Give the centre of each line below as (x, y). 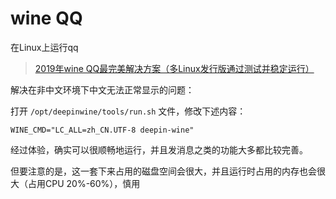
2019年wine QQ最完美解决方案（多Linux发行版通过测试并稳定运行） (174, 68)
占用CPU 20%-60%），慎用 (84, 183)
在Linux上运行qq (44, 47)
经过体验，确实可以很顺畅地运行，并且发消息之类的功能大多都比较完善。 (159, 149)
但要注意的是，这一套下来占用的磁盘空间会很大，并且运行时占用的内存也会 (163, 171)
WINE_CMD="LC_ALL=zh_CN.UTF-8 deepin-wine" (102, 130)
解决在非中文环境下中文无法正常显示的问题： (102, 89)
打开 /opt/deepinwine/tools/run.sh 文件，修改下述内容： (128, 111)
